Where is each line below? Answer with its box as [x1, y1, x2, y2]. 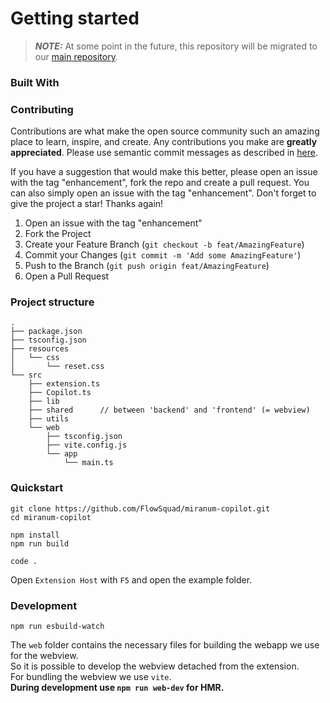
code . [10, 556, 38, 566]
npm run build [10, 538, 70, 549]
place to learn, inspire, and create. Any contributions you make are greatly [10, 136, 318, 148]
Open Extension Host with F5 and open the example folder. [10, 573, 253, 586]
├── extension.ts [28, 379, 101, 389]
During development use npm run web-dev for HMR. [10, 682, 225, 694]
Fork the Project [24, 228, 92, 240]
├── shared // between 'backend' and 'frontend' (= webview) [28, 405, 311, 416]
